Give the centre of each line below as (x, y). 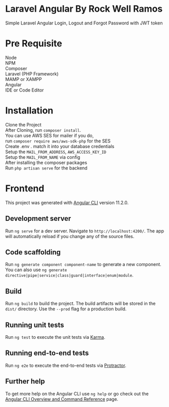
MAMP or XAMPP (24, 79)
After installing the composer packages (46, 162)
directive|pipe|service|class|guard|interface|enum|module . (69, 275)
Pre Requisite (34, 43)
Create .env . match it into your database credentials (60, 146)
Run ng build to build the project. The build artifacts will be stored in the (80, 304)
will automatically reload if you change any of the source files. (70, 236)
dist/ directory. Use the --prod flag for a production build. (66, 309)
